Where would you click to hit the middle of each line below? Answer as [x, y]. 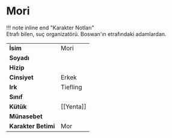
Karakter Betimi [32, 126]
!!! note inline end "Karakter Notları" [50, 28]
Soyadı [20, 58]
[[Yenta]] [73, 106]
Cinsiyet [22, 77]
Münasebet [26, 116]
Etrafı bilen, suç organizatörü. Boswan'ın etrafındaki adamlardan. [86, 34]
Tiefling [71, 87]
